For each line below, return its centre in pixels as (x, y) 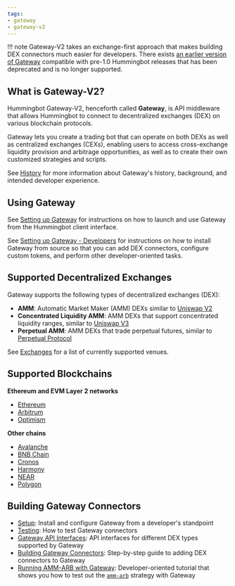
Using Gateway (42, 202)
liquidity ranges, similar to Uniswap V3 (73, 323)
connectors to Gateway (51, 561)
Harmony (31, 469)
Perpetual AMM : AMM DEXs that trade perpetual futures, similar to (115, 331)
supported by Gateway (51, 545)
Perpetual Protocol (45, 338)
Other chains (27, 433)
